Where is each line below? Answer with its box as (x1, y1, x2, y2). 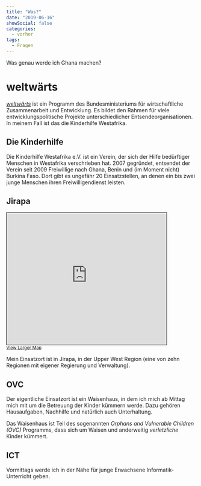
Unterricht (6, 473, 32, 480)
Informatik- (146, 466, 175, 474)
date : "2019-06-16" (6, 14, 55, 21)
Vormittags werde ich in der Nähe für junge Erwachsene (6, 466, 146, 474)
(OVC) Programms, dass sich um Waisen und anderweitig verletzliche (6, 426, 179, 433)
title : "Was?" (6, 8, 42, 15)
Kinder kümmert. (6, 433, 48, 440)
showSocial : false (6, 20, 52, 26)
